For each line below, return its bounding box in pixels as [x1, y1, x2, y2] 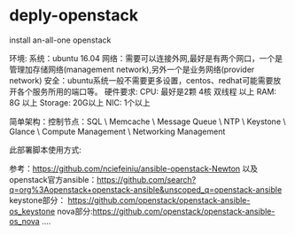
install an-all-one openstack [9, 35, 112, 45]
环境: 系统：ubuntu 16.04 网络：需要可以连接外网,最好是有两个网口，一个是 [9, 52, 283, 63]
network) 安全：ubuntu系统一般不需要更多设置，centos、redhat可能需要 [9, 74, 274, 85]
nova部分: [57, 206, 93, 216]
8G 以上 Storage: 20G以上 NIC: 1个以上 [9, 97, 151, 107]
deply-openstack [9, 5, 139, 26]
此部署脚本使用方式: [9, 144, 82, 155]
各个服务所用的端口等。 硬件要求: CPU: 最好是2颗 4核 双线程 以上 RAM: [16, 86, 277, 97]
